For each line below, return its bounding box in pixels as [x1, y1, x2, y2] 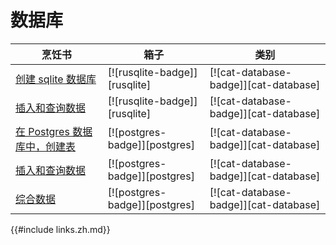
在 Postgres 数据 [15, 124, 93, 138]
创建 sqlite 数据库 [15, 72, 97, 86]
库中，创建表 [15, 139, 77, 153]
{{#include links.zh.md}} [10, 223, 111, 235]
